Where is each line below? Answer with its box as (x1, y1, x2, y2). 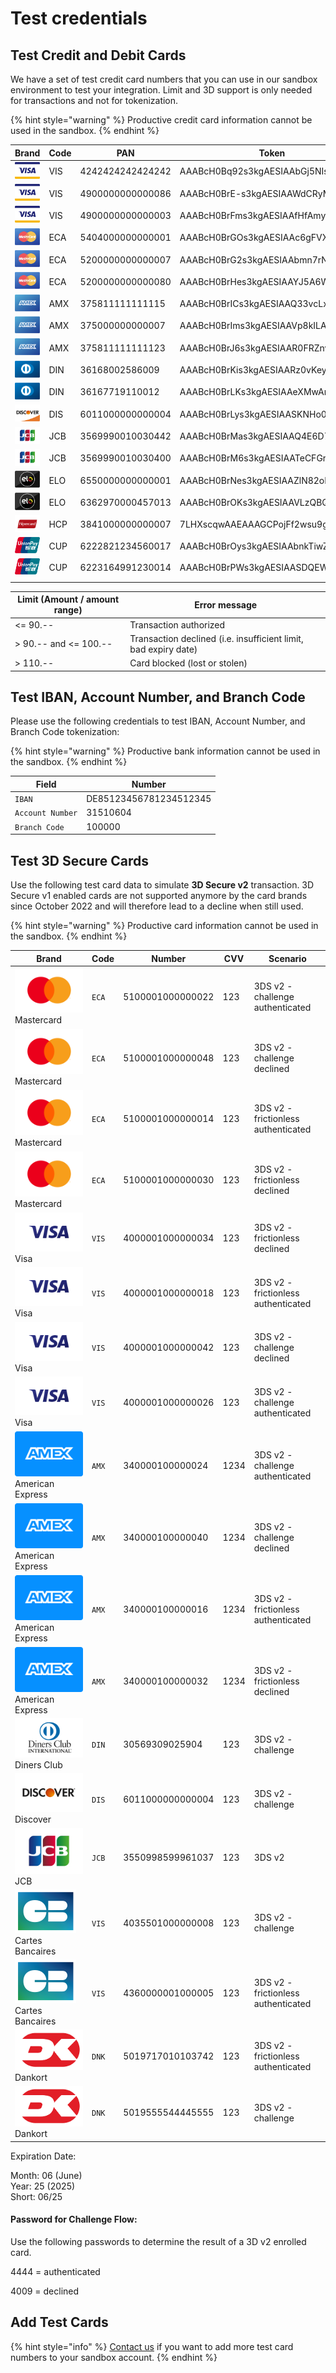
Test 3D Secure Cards (10, 852, 149, 869)
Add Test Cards (10, 2314, 109, 2331)
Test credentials (10, 7, 148, 30)
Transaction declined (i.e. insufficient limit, (129, 632, 304, 644)
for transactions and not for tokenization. (10, 95, 179, 106)
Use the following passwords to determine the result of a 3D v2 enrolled (10, 2235, 307, 2247)
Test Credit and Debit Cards (10, 47, 187, 64)
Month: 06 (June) (10, 2169, 83, 2181)
